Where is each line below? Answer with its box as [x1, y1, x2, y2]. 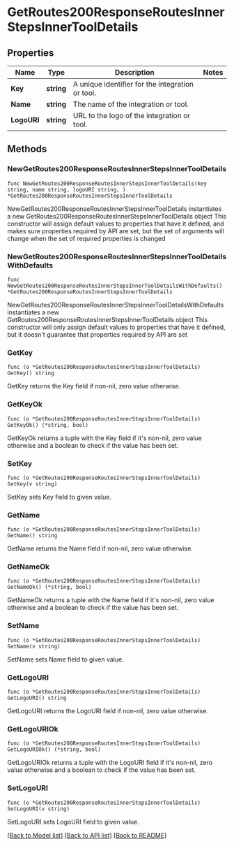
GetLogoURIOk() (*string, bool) [7, 746, 101, 753]
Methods [7, 143, 47, 155]
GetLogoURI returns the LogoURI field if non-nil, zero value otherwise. [7, 707, 209, 715]
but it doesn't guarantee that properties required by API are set [7, 330, 188, 339]
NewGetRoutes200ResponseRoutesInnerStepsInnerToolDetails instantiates [7, 204, 222, 213]
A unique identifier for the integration [72, 80, 194, 89]
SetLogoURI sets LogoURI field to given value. [7, 817, 139, 826]
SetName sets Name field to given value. [7, 655, 124, 664]
